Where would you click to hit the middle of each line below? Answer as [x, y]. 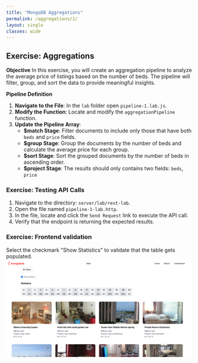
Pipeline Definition [29, 94]
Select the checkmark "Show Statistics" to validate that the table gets [91, 250]
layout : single [25, 25]
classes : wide [24, 31]
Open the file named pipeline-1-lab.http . [66, 209]
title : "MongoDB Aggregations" [45, 12]
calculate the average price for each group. [76, 150]
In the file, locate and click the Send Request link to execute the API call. [101, 215]
